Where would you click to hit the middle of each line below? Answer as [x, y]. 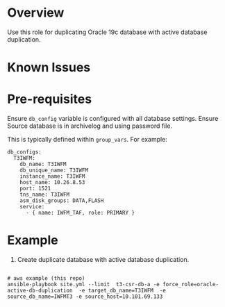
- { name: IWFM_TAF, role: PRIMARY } [80, 213]
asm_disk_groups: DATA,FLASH [62, 201]
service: [32, 207]
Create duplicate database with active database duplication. [103, 259]
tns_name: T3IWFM [45, 195]
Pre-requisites [50, 99]
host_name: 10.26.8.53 [52, 183]
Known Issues [49, 68]
